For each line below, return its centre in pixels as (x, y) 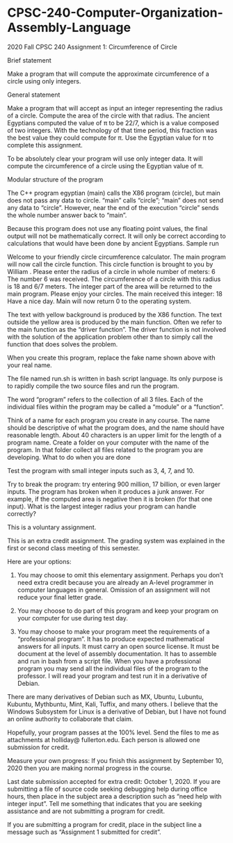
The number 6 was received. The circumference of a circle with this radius (114, 279)
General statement (34, 95)
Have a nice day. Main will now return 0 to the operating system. (99, 301)
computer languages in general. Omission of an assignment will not (114, 590)
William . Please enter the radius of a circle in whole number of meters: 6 (111, 271)
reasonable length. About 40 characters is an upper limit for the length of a (114, 435)
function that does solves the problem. (63, 344)
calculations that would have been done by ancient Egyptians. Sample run (113, 243)
